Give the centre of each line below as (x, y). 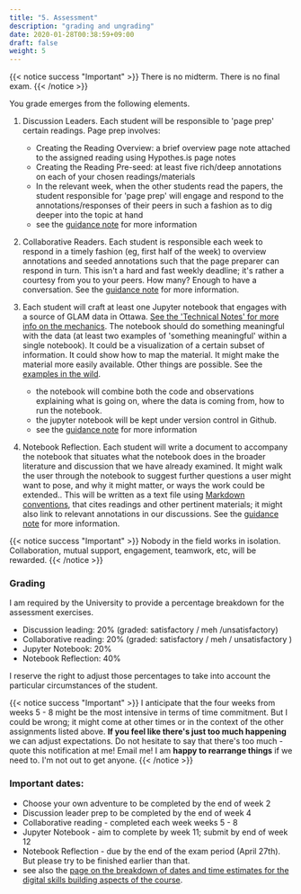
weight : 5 (28, 51)
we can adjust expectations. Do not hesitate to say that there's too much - (146, 741)
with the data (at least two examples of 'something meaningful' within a (155, 336)
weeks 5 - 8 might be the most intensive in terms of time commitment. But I (148, 712)
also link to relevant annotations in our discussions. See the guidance (150, 514)
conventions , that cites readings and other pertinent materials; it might (152, 505)
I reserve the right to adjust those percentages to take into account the (140, 676)
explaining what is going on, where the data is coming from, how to (160, 401)
